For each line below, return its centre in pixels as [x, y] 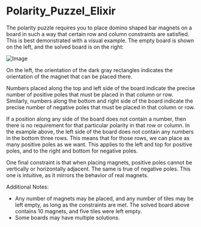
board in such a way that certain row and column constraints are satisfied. [98, 34]
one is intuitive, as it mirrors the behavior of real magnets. [77, 175]
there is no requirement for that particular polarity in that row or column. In [98, 125]
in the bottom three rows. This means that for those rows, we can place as [98, 138]
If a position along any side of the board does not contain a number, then [96, 119]
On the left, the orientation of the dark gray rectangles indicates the [89, 70]
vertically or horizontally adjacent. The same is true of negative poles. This [98, 169]
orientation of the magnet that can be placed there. [69, 76]
